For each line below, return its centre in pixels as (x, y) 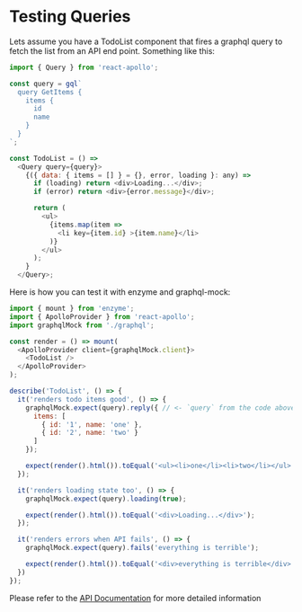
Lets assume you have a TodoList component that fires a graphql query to (146, 41)
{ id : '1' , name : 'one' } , (92, 424)
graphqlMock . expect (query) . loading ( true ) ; (106, 499)
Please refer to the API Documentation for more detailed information (135, 598)
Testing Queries (70, 17)
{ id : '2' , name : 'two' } (90, 433)
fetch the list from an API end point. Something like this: (112, 50)
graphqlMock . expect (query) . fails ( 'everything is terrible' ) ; (142, 548)
